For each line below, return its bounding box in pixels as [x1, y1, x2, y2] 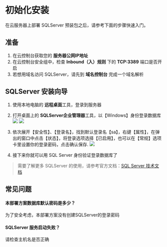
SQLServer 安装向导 [5, 87, 68, 96]
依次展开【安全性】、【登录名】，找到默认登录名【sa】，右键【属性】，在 [12, 129, 156, 135]
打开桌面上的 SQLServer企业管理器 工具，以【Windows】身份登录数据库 [12, 112, 161, 118]
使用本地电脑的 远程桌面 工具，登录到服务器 [12, 101, 101, 108]
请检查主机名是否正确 [5, 236, 49, 242]
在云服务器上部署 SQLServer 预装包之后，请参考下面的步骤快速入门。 [5, 22, 148, 28]
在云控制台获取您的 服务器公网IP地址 [12, 52, 88, 58]
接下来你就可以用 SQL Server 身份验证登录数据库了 [12, 152, 117, 158]
